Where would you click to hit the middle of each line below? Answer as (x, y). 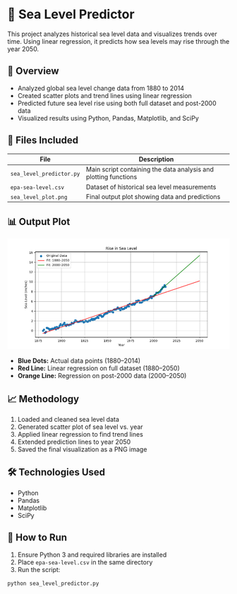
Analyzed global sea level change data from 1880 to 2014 (101, 88)
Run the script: (39, 569)
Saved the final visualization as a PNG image (82, 449)
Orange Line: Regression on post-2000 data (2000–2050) (102, 376)
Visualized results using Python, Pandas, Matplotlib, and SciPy (108, 118)
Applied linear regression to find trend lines (80, 434)
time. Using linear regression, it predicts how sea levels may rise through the (119, 41)
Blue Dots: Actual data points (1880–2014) (79, 361)
